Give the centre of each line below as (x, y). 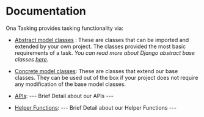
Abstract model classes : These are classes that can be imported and (102, 40)
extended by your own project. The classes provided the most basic (100, 46)
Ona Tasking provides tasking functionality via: (64, 28)
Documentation (46, 11)
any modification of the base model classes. (70, 84)
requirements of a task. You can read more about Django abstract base (105, 52)
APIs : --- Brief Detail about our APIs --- (64, 96)
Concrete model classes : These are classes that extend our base (96, 71)
